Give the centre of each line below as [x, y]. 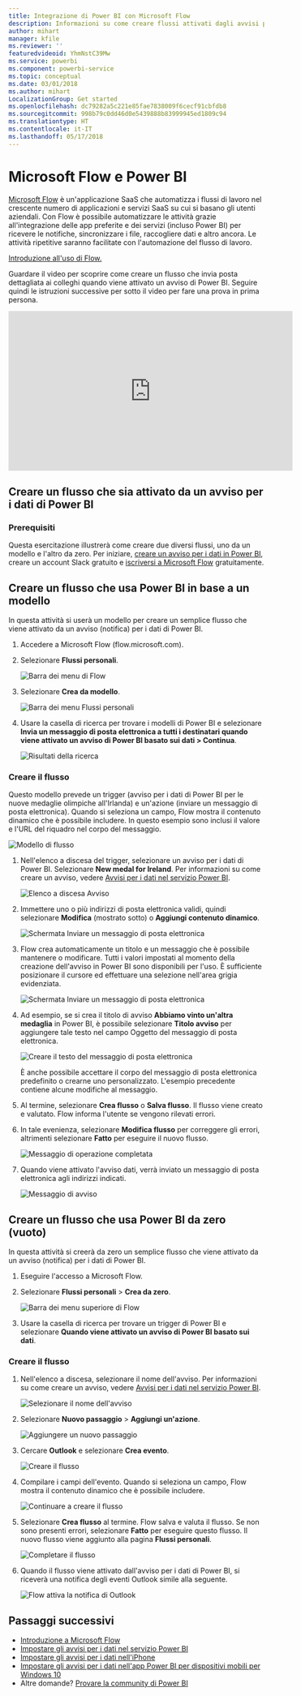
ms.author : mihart [39, 91]
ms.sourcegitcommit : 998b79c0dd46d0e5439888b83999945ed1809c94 [118, 114]
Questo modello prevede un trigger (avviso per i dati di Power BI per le [126, 795]
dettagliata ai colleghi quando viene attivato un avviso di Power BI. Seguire [133, 282]
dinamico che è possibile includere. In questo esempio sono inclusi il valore [134, 821]
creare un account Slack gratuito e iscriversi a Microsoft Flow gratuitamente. [136, 562]
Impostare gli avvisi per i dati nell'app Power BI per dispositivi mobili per [140, 1666]
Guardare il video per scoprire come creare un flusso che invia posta [123, 273]
